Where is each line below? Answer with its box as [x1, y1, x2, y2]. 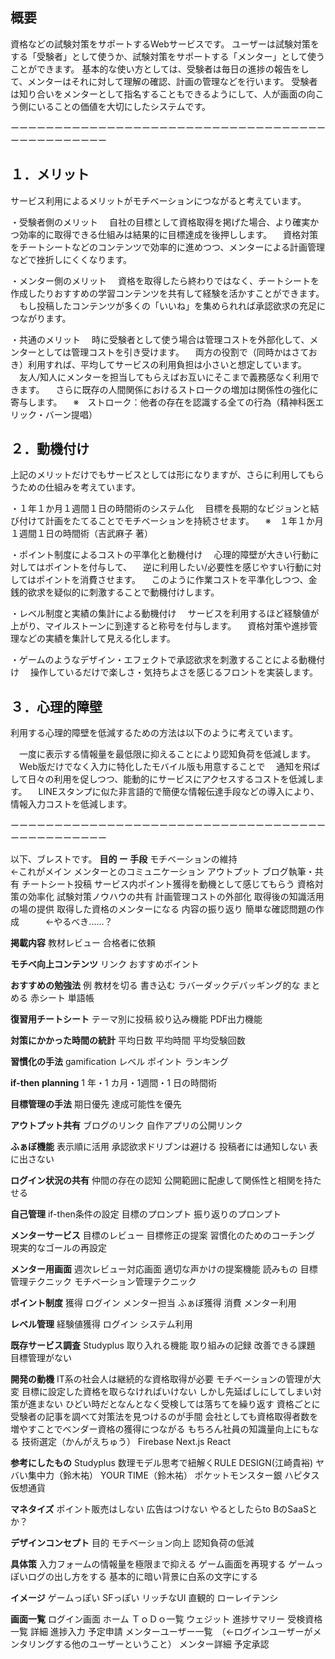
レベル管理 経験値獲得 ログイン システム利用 [10, 1318, 193, 1330]
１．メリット [10, 166, 90, 183]
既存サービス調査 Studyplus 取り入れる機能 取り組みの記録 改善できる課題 [10, 1339, 316, 1352]
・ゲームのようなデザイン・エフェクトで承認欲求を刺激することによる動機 [10, 654, 317, 666]
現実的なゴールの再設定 [10, 1242, 107, 1254]
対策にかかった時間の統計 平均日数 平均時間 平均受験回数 [10, 1034, 246, 1047]
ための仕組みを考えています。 [18, 481, 141, 493]
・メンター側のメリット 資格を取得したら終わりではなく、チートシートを [10, 274, 320, 287]
